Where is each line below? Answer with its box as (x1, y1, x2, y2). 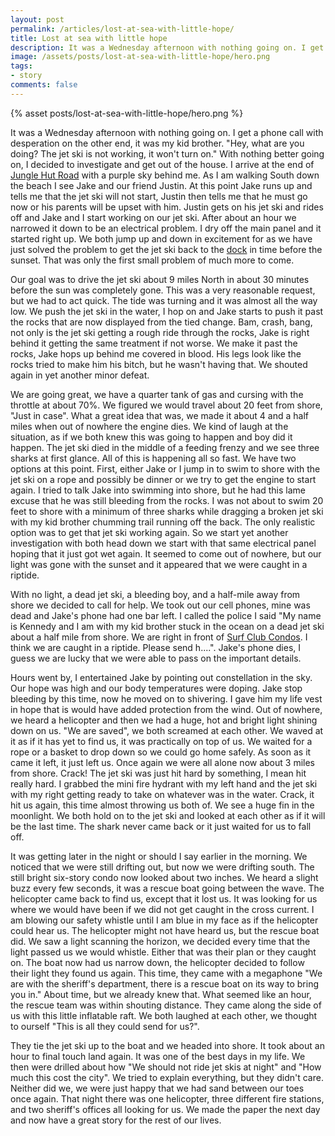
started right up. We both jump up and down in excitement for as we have (10, 232, 313, 245)
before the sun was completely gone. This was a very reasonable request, (10, 284, 316, 296)
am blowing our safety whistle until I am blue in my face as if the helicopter (10, 914, 319, 926)
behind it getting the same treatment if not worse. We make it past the (10, 337, 298, 349)
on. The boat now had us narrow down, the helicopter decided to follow (10, 956, 305, 968)
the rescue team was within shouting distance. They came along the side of (10, 999, 322, 1011)
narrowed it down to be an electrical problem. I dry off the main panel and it (10, 222, 322, 234)
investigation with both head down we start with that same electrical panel (10, 537, 317, 549)
